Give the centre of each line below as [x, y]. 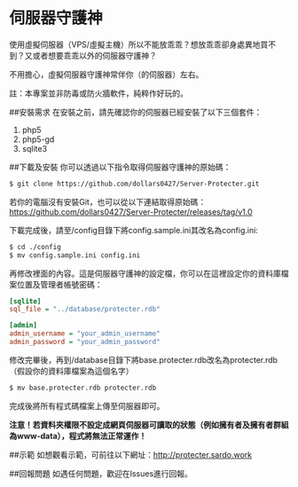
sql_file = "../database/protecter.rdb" [85, 310]
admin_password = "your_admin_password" [85, 342]
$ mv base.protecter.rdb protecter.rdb [83, 388]
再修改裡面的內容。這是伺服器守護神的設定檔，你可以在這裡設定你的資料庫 [145, 273]
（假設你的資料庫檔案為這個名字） [71, 371]
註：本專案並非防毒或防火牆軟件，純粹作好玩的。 [98, 93]
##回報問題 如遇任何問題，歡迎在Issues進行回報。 [101, 473]
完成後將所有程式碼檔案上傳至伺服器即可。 [87, 405]
